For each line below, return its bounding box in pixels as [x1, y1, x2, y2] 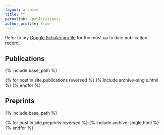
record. [5, 40, 20, 46]
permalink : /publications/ [5, 16, 61, 21]
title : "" [5, 12, 26, 17]
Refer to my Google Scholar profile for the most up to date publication [5, 35, 148, 41]
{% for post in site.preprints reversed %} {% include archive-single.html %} [5, 120, 160, 126]
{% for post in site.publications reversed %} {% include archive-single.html [5, 77, 159, 83]
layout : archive [5, 7, 39, 12]
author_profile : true [5, 21, 50, 26]
